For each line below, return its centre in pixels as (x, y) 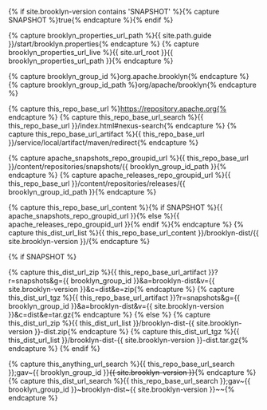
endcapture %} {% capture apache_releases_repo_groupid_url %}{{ (120, 175)
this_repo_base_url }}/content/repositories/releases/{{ (97, 183)
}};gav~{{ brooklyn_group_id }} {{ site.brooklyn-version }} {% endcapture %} (132, 373)
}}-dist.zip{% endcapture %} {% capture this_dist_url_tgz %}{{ (137, 331)
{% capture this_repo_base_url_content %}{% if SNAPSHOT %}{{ (116, 207)
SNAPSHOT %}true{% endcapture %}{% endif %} (91, 20)
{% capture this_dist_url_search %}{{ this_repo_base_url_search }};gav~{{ (130, 381)
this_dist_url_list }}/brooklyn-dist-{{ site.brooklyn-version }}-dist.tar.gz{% (128, 340)
